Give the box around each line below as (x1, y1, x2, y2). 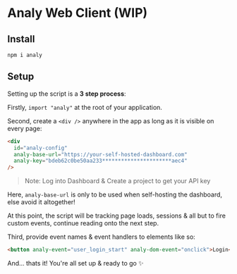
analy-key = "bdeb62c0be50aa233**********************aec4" (13, 157, 188, 165)
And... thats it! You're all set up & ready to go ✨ (7, 259, 144, 268)
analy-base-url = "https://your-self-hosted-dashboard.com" (13, 151, 188, 158)
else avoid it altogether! (7, 198, 75, 206)
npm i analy (7, 51, 42, 58)
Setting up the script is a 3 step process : (7, 89, 126, 98)
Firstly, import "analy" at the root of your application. (7, 103, 162, 111)
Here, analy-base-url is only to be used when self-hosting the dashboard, (7, 190, 223, 199)
